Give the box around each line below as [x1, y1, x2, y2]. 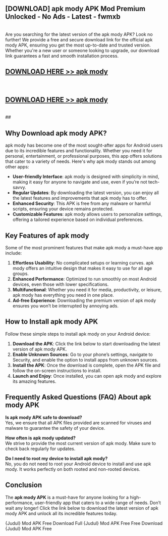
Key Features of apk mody [5, 231, 89, 240]
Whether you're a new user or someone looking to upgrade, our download [5, 47, 159, 53]
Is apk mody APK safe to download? [5, 414, 82, 420]
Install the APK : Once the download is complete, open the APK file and [12, 362, 160, 368]
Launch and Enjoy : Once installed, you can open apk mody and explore [12, 373, 162, 379]
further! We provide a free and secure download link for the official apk [5, 36, 153, 42]
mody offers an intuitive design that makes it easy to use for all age [12, 265, 152, 272]
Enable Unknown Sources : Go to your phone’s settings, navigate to [12, 351, 153, 358]
